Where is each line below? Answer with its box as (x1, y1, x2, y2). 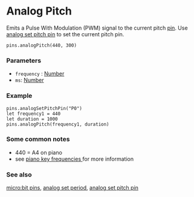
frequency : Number (15, 70, 65, 77)
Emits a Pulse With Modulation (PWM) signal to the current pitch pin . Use (6, 24, 189, 31)
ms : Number (15, 77, 44, 84)
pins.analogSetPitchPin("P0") (6, 105, 83, 111)
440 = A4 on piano (15, 149, 62, 156)
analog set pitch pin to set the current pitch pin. (6, 30, 124, 37)
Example (6, 92, 33, 100)
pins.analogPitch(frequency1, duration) (6, 121, 110, 128)
